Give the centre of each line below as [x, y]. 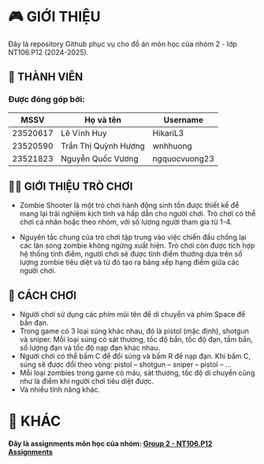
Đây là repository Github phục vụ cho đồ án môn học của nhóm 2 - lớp [123, 44]
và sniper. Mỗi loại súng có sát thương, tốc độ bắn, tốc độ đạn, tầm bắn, [136, 340]
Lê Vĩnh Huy [84, 133]
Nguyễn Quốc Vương [100, 158]
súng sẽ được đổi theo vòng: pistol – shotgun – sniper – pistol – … [125, 365]
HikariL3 [168, 133]
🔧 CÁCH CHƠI [43, 295]
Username [183, 120]
